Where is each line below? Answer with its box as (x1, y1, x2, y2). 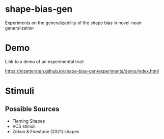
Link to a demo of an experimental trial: (5, 58, 84, 65)
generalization (5, 25, 34, 31)
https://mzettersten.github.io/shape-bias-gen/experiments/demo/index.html (5, 68, 159, 74)
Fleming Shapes (12, 118, 45, 124)
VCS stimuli (12, 123, 36, 129)
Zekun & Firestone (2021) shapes (12, 128, 80, 134)
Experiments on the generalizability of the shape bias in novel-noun (5, 20, 142, 26)
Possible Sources (5, 105, 60, 113)
